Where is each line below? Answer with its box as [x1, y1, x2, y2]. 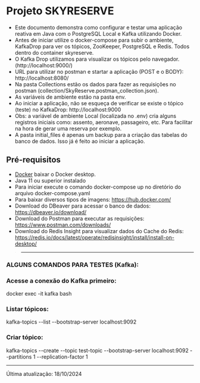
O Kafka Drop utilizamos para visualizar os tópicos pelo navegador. [14, 55, 180, 62]
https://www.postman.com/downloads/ [14, 221, 111, 228]
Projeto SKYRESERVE [6, 4, 114, 18]
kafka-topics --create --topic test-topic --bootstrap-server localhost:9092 [6, 347, 189, 354]
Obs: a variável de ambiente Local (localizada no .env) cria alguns [14, 112, 177, 120]
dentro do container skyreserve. [14, 49, 94, 56]
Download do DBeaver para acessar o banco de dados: [14, 202, 151, 209]
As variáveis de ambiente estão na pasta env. [14, 93, 126, 101]
